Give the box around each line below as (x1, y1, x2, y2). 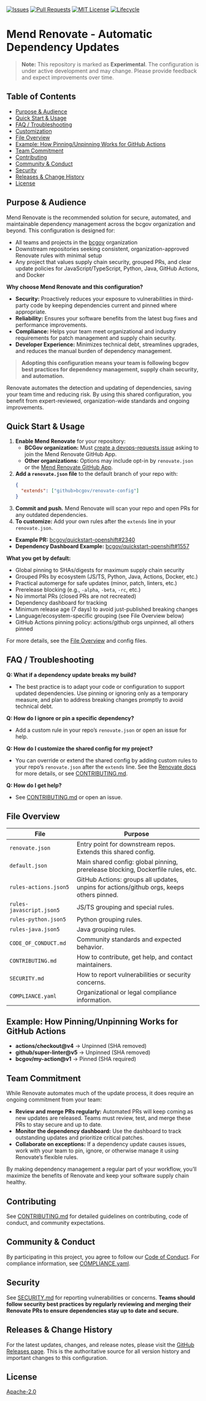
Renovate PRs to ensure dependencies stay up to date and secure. (6, 1306, 179, 1314)
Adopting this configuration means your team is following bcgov (21, 359, 189, 367)
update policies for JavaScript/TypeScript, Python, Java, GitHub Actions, (15, 265, 199, 272)
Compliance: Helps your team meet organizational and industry (15, 327, 177, 335)
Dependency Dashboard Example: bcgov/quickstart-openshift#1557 (15, 543, 190, 549)
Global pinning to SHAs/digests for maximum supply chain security (15, 567, 185, 573)
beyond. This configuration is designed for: (6, 227, 115, 234)
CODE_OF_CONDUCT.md (9, 939, 66, 947)
